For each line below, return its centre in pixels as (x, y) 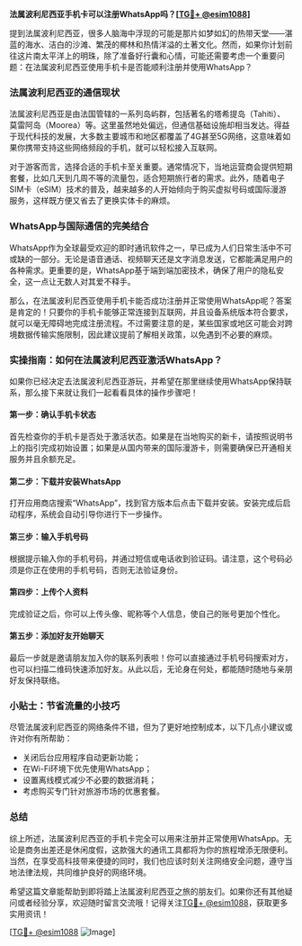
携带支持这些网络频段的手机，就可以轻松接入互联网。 (123, 148)
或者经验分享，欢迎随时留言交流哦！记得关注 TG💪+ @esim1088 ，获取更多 (152, 902)
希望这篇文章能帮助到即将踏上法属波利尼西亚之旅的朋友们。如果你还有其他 (147, 891)
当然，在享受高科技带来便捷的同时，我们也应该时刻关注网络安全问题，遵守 (147, 860)
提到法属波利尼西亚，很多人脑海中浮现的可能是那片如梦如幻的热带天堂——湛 (151, 33)
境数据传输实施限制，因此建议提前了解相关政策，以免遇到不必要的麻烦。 (143, 334)
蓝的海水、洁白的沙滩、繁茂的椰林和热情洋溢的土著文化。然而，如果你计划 (147, 45)
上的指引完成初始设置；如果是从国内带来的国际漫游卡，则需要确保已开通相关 (151, 448)
